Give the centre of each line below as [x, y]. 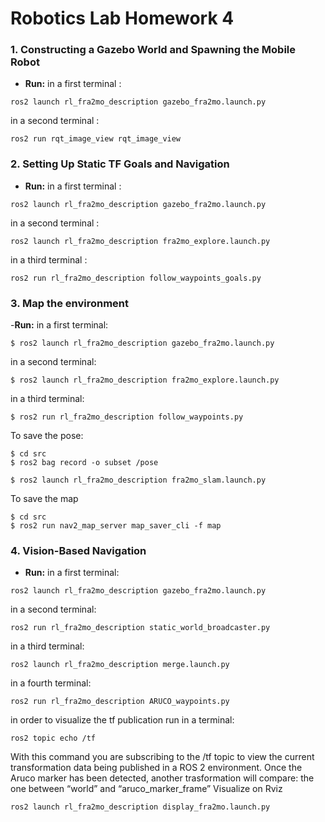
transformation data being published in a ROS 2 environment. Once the [156, 768]
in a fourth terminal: [51, 683]
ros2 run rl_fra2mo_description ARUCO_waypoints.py [120, 702]
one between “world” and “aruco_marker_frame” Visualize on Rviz [146, 789]
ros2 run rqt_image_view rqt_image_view [96, 139]
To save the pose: [47, 436]
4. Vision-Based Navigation [78, 550]
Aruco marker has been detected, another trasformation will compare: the [162, 778]
